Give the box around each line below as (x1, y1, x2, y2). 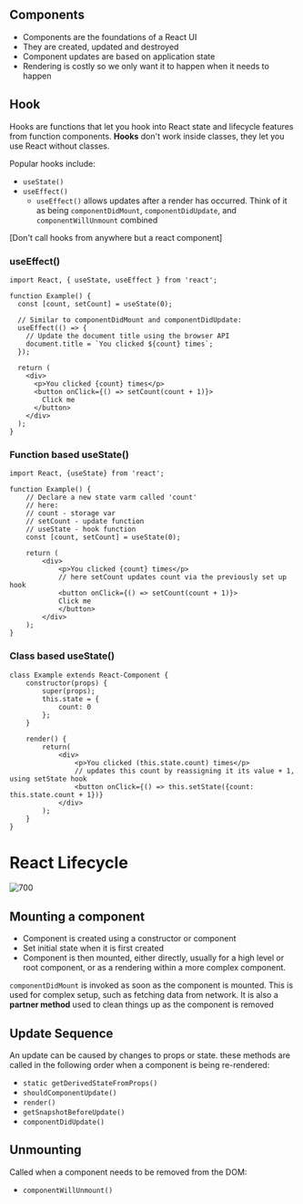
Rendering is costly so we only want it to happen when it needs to (22, 60, 270, 71)
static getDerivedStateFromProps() (22, 1079, 158, 1088)
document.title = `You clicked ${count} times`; (25, 339, 214, 348)
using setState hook (9, 774, 88, 784)
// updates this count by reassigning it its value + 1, (74, 766, 296, 775)
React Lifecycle (9, 852, 129, 873)
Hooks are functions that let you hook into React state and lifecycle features (9, 120, 294, 131)
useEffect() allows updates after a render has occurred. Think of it (35, 195, 288, 206)
